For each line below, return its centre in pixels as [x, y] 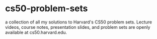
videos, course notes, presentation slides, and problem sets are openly [78, 27]
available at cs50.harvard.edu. [36, 32]
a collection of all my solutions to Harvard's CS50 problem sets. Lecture [79, 22]
